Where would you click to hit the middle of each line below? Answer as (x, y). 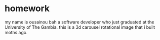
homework (27, 9)
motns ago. (16, 32)
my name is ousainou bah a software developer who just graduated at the (80, 22)
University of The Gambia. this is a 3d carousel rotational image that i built (80, 27)
